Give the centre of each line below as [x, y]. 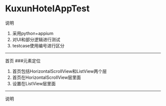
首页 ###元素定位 [23, 61]
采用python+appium [33, 33]
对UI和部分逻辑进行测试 [36, 39]
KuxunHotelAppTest [47, 9]
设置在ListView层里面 [34, 83]
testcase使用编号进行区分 [38, 45]
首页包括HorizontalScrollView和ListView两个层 [60, 71]
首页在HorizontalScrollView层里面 [47, 77]
